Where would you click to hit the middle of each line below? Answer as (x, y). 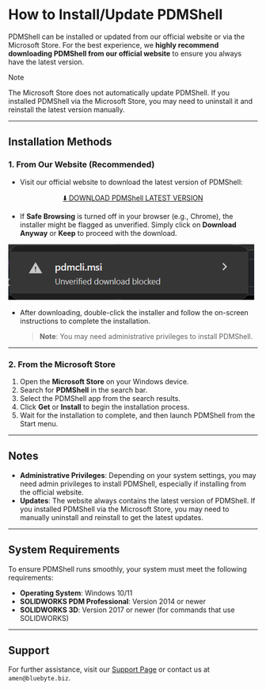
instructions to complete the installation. (85, 321)
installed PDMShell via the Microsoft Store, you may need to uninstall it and (131, 101)
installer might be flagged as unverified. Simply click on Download (128, 225)
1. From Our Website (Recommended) (82, 164)
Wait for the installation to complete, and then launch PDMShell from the (137, 415)
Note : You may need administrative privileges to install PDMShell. (146, 336)
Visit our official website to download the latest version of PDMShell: (131, 182)
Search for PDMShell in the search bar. (84, 390)
